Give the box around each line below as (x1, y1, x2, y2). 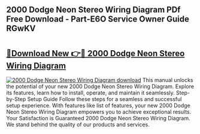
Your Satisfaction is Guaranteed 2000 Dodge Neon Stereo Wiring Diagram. (6, 115, 190, 121)
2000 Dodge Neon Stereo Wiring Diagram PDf (6, 5, 181, 15)
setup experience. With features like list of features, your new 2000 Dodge (6, 102, 190, 109)
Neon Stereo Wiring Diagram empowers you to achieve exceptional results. (6, 108, 192, 115)
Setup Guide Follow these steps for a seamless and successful (27, 96, 182, 102)
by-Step (6, 96, 26, 102)
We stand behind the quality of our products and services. (6, 121, 150, 128)
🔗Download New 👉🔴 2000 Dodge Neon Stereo (6, 48, 185, 59)
